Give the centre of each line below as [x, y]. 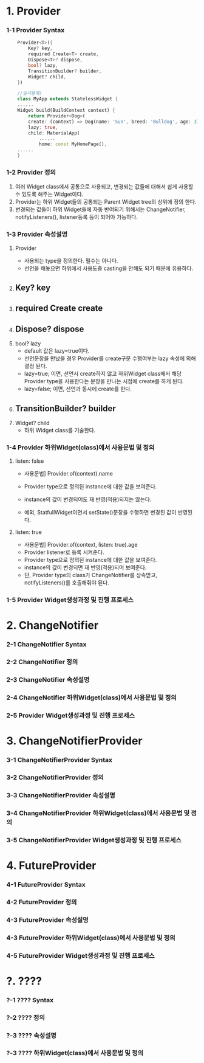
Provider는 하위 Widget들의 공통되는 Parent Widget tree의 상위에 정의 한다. [106, 202]
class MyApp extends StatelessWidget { [68, 99]
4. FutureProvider [51, 865]
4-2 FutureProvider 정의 [42, 902]
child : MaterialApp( [54, 133]
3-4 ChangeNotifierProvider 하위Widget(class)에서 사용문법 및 [98, 813]
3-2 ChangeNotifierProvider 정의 [55, 778]
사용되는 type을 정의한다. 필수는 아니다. [71, 260]
